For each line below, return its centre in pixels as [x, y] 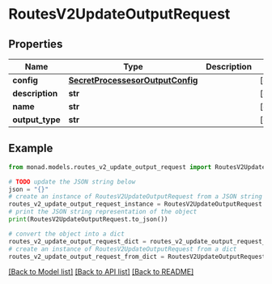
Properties [36, 44]
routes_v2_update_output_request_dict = [78, 241]
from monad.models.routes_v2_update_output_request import [110, 167]
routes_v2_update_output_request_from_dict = [86, 256]
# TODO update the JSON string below [72, 182]
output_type [36, 120]
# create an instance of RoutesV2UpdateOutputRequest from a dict [123, 249]
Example [31, 148]
